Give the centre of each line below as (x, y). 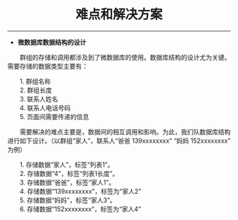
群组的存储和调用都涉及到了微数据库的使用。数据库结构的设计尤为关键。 (125, 57)
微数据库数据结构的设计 (52, 42)
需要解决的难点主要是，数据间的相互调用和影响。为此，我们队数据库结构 (125, 131)
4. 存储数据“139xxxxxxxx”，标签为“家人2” (80, 191)
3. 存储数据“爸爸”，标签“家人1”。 (67, 182)
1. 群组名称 (35, 81)
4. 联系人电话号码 (45, 108)
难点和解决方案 (119, 15)
